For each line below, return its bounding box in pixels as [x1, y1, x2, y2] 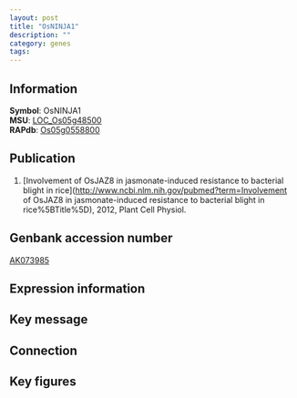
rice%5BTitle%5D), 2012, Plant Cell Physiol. [22, 204, 187, 215]
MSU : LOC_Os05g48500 [9, 115, 102, 126]
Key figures [9, 374, 77, 390]
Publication [9, 151, 76, 167]
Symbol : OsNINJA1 [9, 105, 82, 116]
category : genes [9, 38, 71, 48]
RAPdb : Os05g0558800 [9, 124, 100, 135]
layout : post [9, 13, 59, 23]
